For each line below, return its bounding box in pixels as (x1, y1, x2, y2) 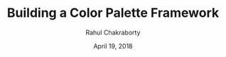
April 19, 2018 (92, 42, 134, 50)
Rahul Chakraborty (85, 28, 141, 37)
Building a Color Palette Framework (6, 5, 220, 21)
